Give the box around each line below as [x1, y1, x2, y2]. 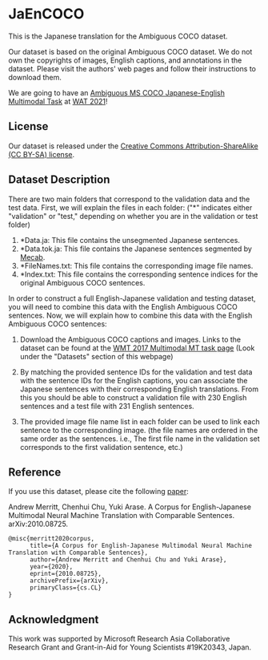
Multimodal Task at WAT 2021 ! [8, 96, 108, 106]
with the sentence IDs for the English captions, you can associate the [19, 375, 248, 385]
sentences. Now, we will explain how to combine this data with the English [8, 310, 253, 320]
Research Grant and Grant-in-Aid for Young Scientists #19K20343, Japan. [8, 642, 252, 652]
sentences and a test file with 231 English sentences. [19, 401, 194, 411]
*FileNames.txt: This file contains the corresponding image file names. [19, 261, 254, 270]
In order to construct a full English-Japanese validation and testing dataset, [8, 294, 256, 303]
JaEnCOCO [8, 5, 85, 23]
